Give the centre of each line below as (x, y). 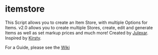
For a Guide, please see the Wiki (37, 47)
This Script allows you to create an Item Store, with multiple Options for (76, 22)
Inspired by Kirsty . (23, 38)
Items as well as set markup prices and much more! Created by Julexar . (77, 33)
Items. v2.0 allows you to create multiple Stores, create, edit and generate (79, 27)
